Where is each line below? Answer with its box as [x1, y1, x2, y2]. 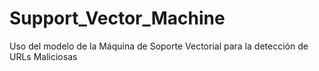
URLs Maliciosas [9, 50, 78, 62]
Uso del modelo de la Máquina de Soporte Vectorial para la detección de [9, 40, 309, 52]
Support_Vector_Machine [9, 7, 226, 30]
